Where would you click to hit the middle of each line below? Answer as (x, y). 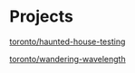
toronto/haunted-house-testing (67, 41)
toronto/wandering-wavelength (67, 59)
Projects (42, 17)
